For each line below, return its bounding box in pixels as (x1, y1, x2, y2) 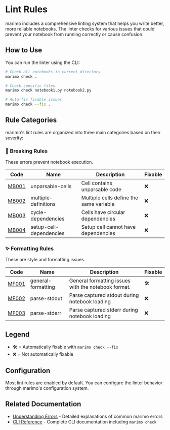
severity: (5, 135, 24, 141)
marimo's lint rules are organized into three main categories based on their (5, 129, 161, 135)
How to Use (5, 46, 42, 54)
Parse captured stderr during (69, 306, 138, 314)
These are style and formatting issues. (5, 257, 86, 263)
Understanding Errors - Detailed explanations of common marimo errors (12, 413, 163, 419)
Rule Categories (5, 116, 57, 125)
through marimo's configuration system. (5, 385, 89, 391)
